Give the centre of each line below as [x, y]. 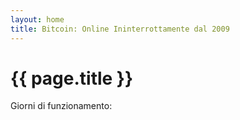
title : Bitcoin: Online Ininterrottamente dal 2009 [120, 29]
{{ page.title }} [72, 78]
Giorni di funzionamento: [61, 106]
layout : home [37, 19]
